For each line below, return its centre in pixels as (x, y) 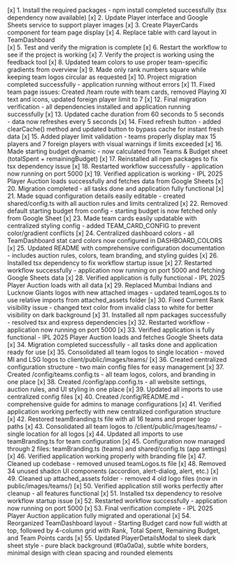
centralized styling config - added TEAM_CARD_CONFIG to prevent (104, 226)
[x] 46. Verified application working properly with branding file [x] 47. (107, 456)
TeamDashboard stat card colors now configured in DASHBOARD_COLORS (115, 240)
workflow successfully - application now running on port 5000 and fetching (116, 270)
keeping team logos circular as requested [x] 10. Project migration (102, 77)
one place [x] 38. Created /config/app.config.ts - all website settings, (107, 382)
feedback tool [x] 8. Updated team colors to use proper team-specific (108, 62)
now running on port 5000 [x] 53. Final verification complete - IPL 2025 (110, 508)
